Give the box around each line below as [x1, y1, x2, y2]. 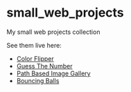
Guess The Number [16, 62, 73, 70]
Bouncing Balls [16, 76, 60, 84]
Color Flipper [16, 54, 55, 63]
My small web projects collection [6, 28, 101, 36]
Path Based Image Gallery [16, 69, 91, 77]
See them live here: [6, 41, 62, 49]
